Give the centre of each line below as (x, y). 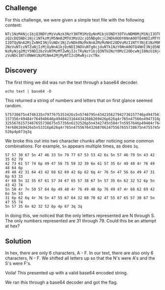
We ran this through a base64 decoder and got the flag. (61, 282)
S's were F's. (18, 264)
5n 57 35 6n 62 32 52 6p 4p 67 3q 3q (44, 206)
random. (14, 105)
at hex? (13, 226)
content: (14, 25)
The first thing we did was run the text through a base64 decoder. (72, 82)
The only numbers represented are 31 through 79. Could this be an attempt (81, 220)
